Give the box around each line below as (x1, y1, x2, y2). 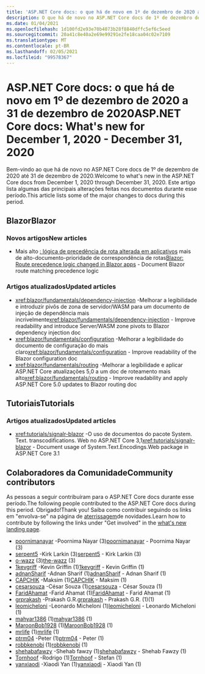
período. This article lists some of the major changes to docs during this (6, 192, 185, 199)
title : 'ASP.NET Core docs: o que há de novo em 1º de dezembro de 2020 (6, 9, 195, 15)
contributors (6, 477, 56, 487)
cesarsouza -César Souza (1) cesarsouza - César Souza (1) (15, 583, 163, 590)
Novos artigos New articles (6, 234, 87, 242)
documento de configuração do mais (15, 342, 109, 349)
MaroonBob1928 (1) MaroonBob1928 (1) (15, 622, 113, 629)
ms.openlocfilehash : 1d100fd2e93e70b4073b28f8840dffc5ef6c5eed (6, 26, 171, 32)
